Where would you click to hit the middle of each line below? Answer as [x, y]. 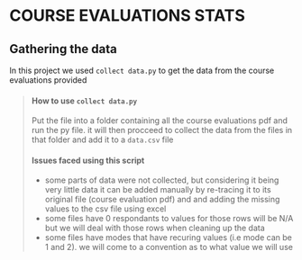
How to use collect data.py [84, 101]
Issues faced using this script [88, 160]
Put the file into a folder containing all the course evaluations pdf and [160, 121]
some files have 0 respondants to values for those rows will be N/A [169, 219]
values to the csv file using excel [105, 209]
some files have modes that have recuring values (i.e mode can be [169, 238]
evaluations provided [48, 80]
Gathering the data [63, 49]
